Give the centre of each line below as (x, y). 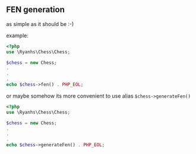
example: (17, 36)
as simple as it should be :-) (40, 24)
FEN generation (36, 10)
